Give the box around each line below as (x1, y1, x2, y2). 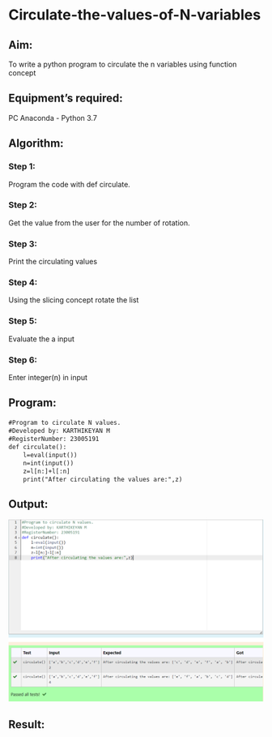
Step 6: (8, 354, 38, 366)
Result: (8, 718, 45, 731)
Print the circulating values (8, 257, 98, 267)
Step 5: (8, 315, 38, 327)
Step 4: (8, 277, 38, 289)
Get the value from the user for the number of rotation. (8, 217, 190, 228)
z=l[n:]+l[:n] (23, 467, 70, 475)
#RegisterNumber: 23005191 (8, 435, 100, 443)
